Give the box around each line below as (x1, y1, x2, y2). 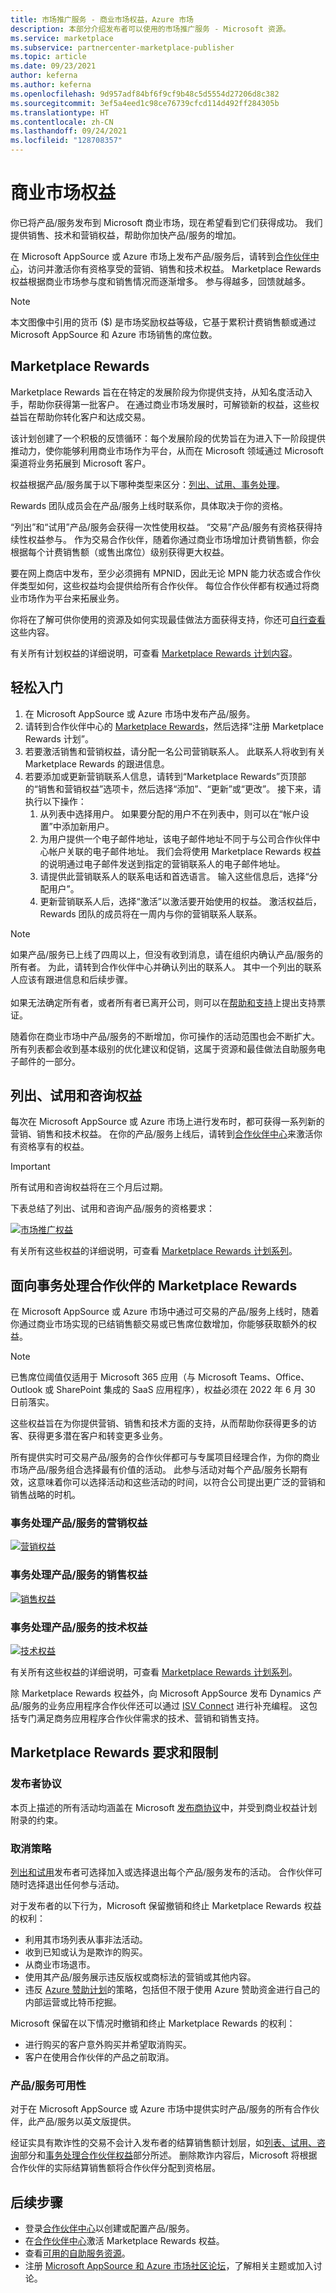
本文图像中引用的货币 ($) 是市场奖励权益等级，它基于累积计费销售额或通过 (10, 316, 317, 328)
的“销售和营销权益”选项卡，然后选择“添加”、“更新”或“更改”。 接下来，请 (24, 782, 322, 795)
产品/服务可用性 (10, 2078, 87, 2092)
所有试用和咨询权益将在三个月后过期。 (10, 1181, 168, 1193)
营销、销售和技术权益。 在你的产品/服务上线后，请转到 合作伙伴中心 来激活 (10, 1128, 314, 1140)
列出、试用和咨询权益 (10, 1087, 142, 1104)
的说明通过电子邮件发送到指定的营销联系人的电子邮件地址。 (39, 857, 286, 870)
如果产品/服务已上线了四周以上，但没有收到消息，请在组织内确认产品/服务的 (10, 948, 324, 960)
